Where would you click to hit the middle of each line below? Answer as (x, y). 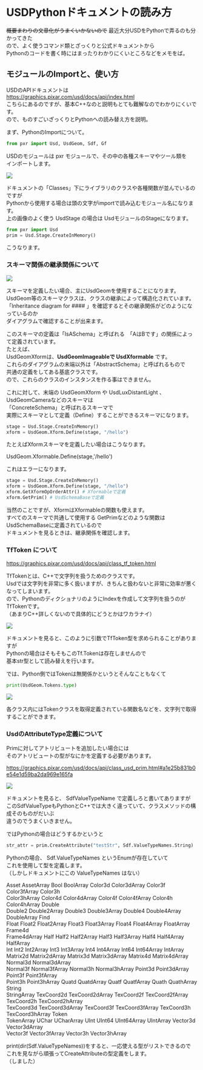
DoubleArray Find (28, 918)
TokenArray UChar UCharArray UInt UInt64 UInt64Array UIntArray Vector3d (101, 1021)
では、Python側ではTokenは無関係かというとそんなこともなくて (86, 674)
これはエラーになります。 (38, 469)
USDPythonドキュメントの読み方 (89, 12)
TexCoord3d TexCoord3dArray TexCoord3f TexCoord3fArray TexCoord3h (98, 1007)
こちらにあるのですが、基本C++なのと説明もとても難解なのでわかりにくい (99, 104)
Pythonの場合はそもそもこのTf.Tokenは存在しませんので (76, 654)
